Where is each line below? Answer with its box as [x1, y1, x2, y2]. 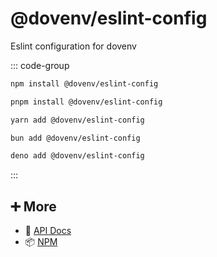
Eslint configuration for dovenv [10, 40, 137, 52]
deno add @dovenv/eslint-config [10, 151, 145, 161]
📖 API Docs [24, 225, 72, 237]
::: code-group [10, 59, 70, 71]
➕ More [10, 198, 57, 215]
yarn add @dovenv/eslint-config [10, 115, 145, 125]
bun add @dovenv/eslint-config [10, 133, 141, 143]
